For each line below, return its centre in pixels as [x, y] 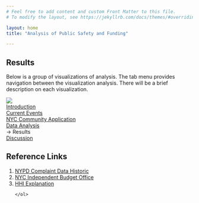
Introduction [21, 107]
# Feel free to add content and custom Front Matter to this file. [91, 12]
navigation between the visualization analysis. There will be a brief [87, 83]
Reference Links [37, 157]
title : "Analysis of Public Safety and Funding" [67, 33]
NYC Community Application [41, 120]
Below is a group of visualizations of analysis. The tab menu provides [91, 77]
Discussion [20, 138]
